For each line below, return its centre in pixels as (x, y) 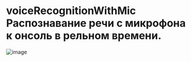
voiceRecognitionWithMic (71, 11)
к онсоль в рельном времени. (84, 36)
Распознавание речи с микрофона (96, 23)
